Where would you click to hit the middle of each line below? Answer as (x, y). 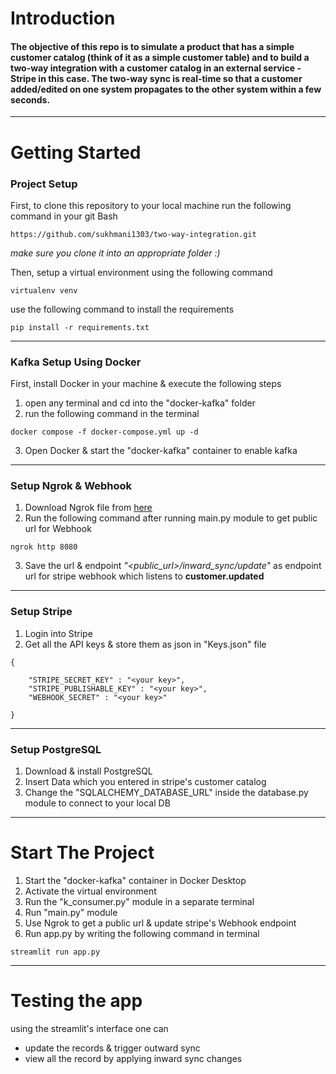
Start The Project (82, 853)
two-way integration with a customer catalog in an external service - (156, 68)
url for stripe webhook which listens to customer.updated (144, 576)
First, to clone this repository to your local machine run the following (151, 205)
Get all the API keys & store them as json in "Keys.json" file (145, 644)
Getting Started (76, 152)
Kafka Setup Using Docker (76, 362)
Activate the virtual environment (90, 891)
